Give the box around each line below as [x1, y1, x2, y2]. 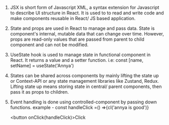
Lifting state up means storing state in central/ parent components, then [10, 83, 162, 90]
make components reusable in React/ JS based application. [10, 15, 136, 21]
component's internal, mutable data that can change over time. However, [10, 31, 164, 37]
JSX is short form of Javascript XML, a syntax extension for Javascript [10, 5, 160, 10]
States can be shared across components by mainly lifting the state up [10, 73, 159, 79]
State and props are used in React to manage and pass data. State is [10, 25, 155, 31]
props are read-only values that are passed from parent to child [10, 36, 144, 42]
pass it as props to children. [10, 89, 69, 95]
